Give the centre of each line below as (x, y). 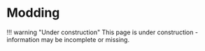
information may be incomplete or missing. (68, 39)
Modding (33, 13)
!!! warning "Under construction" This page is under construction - (102, 32)
